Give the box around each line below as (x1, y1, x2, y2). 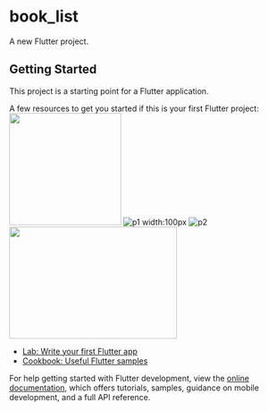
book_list (9, 6, 79, 27)
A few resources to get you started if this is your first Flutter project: (9, 103, 259, 114)
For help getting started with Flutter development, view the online (9, 372, 250, 383)
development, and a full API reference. (9, 391, 151, 402)
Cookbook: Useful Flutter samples (21, 355, 148, 366)
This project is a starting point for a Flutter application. (9, 85, 209, 96)
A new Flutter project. (9, 36, 89, 47)
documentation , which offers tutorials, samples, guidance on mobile (9, 382, 259, 393)
